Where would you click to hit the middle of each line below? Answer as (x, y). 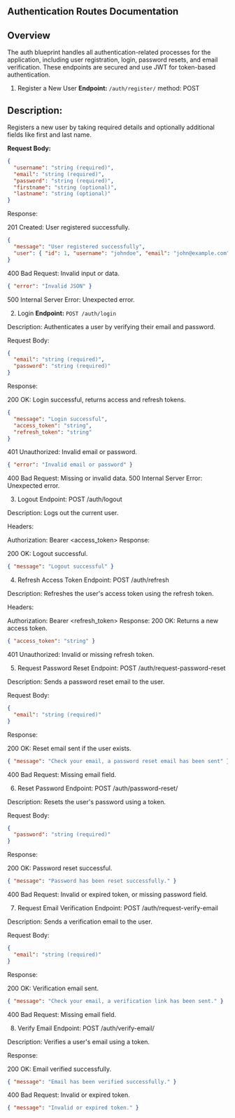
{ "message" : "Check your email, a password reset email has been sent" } (119, 761)
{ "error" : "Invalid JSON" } (50, 286)
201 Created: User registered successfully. (69, 227)
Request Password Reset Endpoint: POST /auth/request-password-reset (121, 668)
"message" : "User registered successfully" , (79, 247)
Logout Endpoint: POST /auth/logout (70, 499)
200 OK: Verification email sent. (53, 988)
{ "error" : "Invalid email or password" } (70, 465)
